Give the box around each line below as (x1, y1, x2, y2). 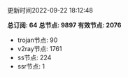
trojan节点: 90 (17, 36, 58, 44)
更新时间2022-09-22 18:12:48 (7, 6, 93, 14)
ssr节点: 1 (17, 62, 45, 70)
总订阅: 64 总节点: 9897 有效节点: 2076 (7, 21, 122, 29)
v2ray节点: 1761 (17, 45, 62, 52)
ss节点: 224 (17, 53, 52, 62)
